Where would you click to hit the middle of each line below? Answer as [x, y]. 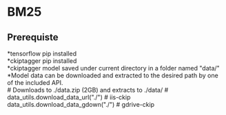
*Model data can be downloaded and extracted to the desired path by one [113, 75]
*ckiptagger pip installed [42, 61]
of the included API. [35, 82]
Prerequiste [33, 37]
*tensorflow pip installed [42, 53]
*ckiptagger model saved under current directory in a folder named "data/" [114, 68]
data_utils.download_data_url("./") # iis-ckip [69, 97]
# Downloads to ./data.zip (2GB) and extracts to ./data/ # [88, 90]
